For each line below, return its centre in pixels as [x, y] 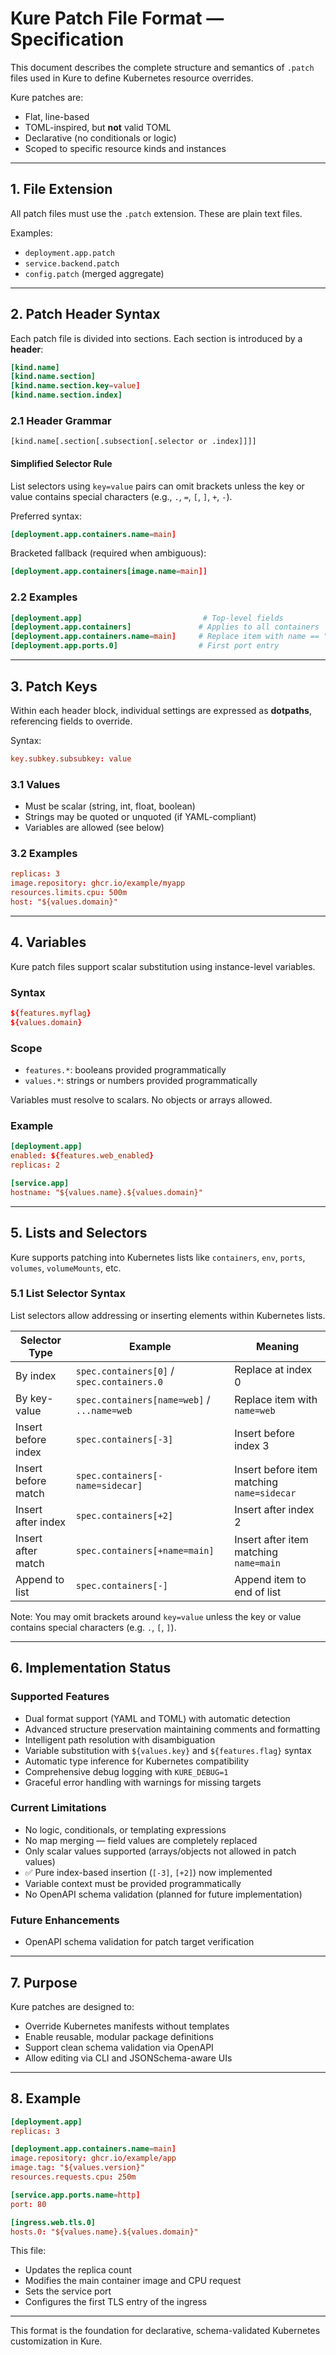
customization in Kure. [56, 2341]
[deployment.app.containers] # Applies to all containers [165, 627]
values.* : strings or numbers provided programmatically [141, 1081]
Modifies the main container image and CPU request [133, 2281]
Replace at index [273, 1369]
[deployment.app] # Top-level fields [147, 618]
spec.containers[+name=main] [145, 1550]
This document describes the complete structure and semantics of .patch [162, 67]
